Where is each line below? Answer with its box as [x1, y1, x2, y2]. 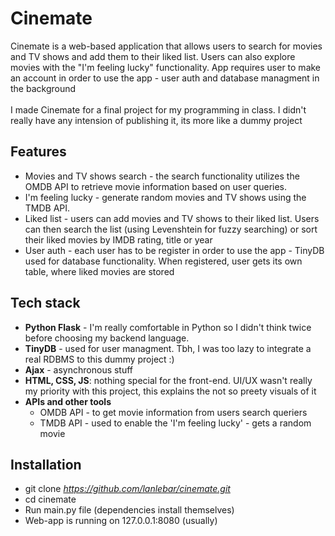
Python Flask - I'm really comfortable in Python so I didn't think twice [24, 321, 312, 333]
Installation [10, 456, 82, 473]
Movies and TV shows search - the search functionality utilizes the [24, 170, 300, 182]
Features [10, 143, 67, 161]
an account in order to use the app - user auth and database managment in [10, 72, 320, 84]
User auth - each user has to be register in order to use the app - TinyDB [24, 244, 325, 256]
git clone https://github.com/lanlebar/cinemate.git [24, 483, 231, 495]
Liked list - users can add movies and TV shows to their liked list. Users [24, 212, 320, 224]
